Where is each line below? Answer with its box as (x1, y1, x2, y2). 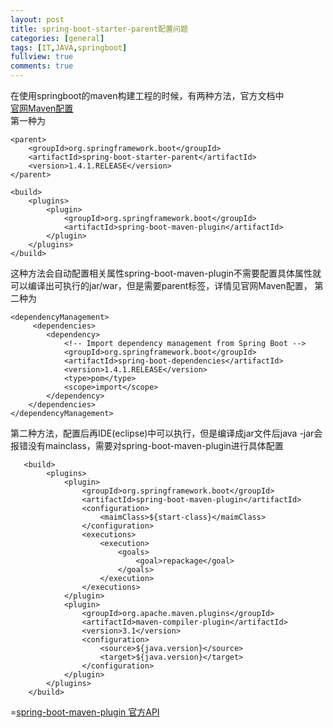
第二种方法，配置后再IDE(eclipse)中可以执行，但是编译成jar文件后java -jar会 (10, 427, 323, 439)
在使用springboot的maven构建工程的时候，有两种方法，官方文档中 (10, 90, 285, 101)
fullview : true (10, 52, 74, 62)
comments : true (10, 61, 74, 71)
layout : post (10, 14, 65, 25)
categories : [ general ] (10, 33, 105, 43)
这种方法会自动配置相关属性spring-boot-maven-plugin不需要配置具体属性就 (10, 267, 322, 279)
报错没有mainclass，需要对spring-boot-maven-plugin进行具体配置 (10, 440, 284, 451)
